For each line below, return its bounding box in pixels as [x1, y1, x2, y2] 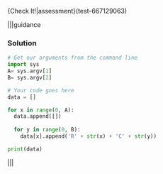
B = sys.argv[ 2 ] [7, 74, 52, 81]
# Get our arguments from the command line [7, 54, 138, 62]
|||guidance [7, 21, 41, 28]
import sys [7, 61, 40, 68]
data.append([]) [13, 113, 62, 120]
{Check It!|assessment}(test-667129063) [7, 7, 128, 15]
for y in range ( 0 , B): [13, 126, 81, 134]
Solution [7, 38, 38, 48]
